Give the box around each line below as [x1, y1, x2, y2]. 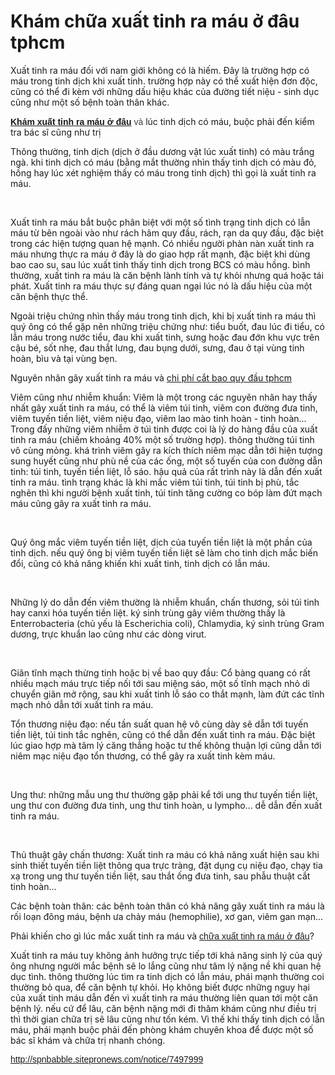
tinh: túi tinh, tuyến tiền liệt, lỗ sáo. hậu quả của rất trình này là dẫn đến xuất [10, 465, 323, 477]
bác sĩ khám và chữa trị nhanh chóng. [10, 1034, 166, 1046]
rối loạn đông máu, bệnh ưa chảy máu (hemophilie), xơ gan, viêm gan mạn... [10, 910, 324, 922]
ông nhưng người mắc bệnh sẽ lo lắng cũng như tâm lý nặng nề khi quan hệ [10, 960, 322, 972]
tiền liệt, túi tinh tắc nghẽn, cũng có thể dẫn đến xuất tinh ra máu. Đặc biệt [10, 728, 316, 740]
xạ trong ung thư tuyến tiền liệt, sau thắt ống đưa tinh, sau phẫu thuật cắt [10, 870, 311, 882]
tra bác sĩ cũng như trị [10, 126, 102, 138]
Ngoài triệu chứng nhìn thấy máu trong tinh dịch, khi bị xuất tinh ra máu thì [10, 310, 317, 322]
